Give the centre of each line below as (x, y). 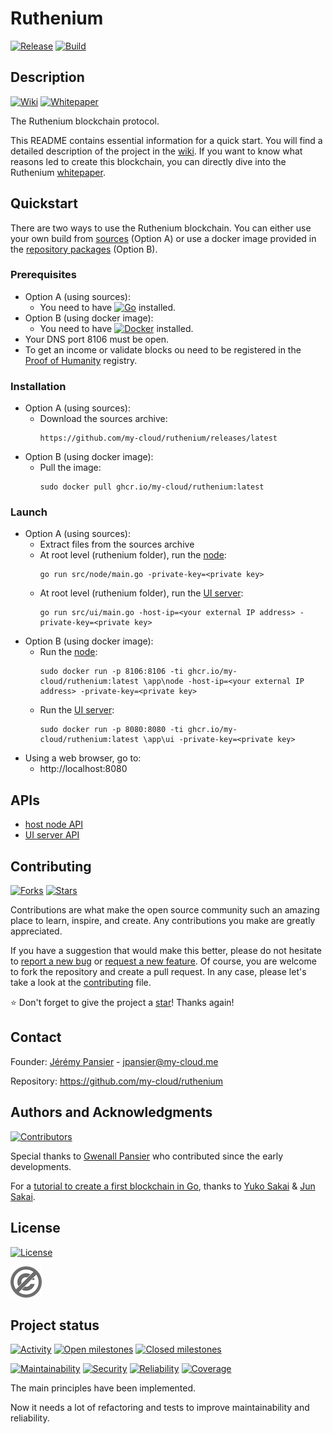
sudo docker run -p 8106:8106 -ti (111, 672)
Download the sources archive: (103, 419)
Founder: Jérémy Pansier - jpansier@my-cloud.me (114, 1061)
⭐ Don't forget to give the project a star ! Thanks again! (122, 1003)
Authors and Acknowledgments (111, 1112)
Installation (38, 386)
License (35, 1228)
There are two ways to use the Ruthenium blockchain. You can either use (161, 228)
